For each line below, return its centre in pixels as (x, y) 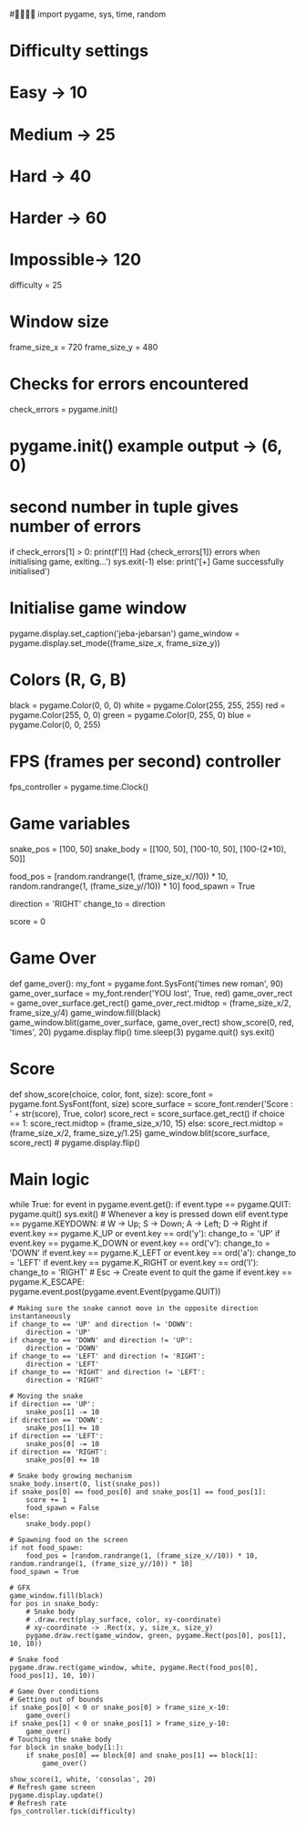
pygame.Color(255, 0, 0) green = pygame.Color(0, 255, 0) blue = (131, 714)
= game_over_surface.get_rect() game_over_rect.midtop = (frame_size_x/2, (150, 1003)
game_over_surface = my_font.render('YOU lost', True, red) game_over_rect (151, 993)
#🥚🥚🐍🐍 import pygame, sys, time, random (88, 14)
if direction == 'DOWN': (56, 1420)
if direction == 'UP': (52, 1404)
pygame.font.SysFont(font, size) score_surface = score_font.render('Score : (151, 1103)
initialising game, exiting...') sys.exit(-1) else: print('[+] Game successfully (147, 561)
